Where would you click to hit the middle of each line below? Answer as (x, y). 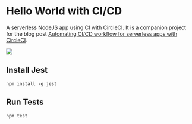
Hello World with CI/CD (64, 11)
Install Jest (27, 70)
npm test (17, 116)
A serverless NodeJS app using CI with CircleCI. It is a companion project (96, 27)
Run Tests (25, 102)
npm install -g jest (32, 84)
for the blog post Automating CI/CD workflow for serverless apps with (92, 33)
